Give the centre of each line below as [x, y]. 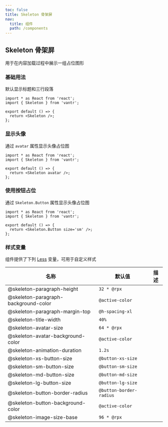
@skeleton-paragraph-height [43, 289]
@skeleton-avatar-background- [46, 336]
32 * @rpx [110, 289]
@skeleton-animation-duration [44, 350]
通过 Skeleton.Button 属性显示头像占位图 [47, 202]
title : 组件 [21, 24]
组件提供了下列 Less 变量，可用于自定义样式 [51, 259]
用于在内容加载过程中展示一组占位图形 [44, 63]
